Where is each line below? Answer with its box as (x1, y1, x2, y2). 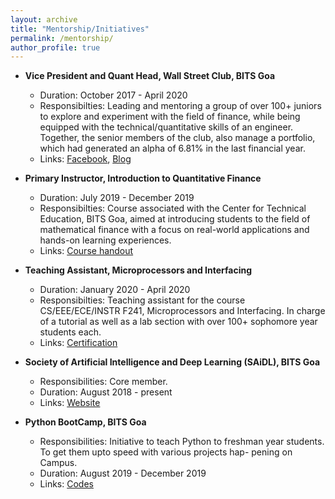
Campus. (39, 457, 78, 469)
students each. (39, 326, 102, 338)
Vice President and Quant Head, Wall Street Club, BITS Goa (24, 70, 276, 82)
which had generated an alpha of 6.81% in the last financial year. (39, 142, 306, 155)
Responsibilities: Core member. (39, 376, 168, 388)
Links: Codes (39, 478, 94, 490)
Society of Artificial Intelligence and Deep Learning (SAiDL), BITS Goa (24, 356, 321, 368)
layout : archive (10, 14, 78, 25)
